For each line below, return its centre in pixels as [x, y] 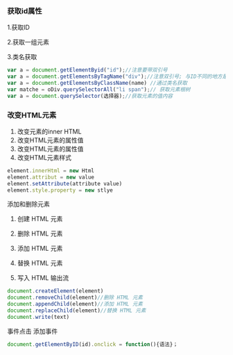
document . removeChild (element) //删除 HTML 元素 [75, 298]
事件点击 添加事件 [32, 331]
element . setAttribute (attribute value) [65, 183]
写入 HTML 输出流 [43, 278]
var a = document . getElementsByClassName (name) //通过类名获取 [97, 83]
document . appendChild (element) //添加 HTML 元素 [75, 304]
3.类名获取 [22, 57]
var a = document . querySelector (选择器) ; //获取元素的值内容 [90, 96]
